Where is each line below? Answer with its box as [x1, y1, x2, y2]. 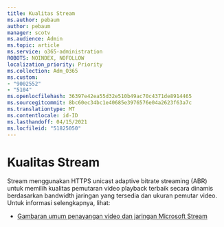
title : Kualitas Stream [7, 10, 76, 17]
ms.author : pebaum [7, 16, 60, 23]
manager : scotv [7, 29, 51, 36]
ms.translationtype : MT [7, 106, 76, 112]
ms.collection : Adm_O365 [7, 67, 78, 74]
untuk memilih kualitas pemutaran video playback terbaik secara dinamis [7, 184, 214, 193]
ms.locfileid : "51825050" [7, 125, 81, 132]
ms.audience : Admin [7, 36, 63, 43]
